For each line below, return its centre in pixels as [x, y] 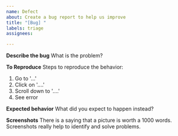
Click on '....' [30, 85]
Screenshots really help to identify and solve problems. [74, 127]
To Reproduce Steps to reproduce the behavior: [65, 67]
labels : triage [25, 28]
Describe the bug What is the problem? [55, 56]
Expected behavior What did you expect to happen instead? [80, 109]
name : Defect [22, 12]
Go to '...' [26, 79]
